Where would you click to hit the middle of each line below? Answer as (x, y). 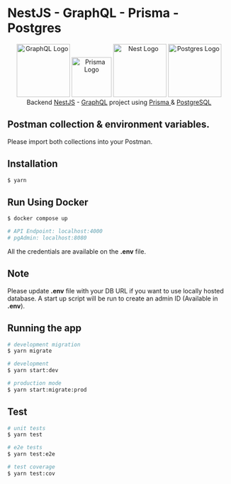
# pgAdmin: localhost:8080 (47, 238)
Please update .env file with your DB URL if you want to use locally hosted (116, 291)
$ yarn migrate (30, 351)
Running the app (44, 328)
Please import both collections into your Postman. (80, 141)
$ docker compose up (38, 219)
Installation (33, 164)
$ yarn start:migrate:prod (47, 390)
